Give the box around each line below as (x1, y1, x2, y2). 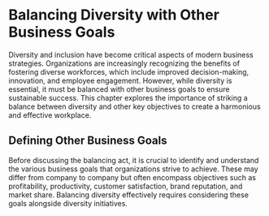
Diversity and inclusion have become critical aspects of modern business (8, 50, 254, 59)
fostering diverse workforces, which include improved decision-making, (8, 67, 249, 76)
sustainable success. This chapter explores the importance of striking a (8, 93, 248, 102)
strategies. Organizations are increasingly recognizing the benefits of (8, 58, 241, 68)
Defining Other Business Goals (8, 134, 167, 148)
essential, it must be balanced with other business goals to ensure (8, 84, 230, 94)
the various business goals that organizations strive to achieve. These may (8, 164, 258, 174)
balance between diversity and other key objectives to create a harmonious (8, 102, 262, 111)
